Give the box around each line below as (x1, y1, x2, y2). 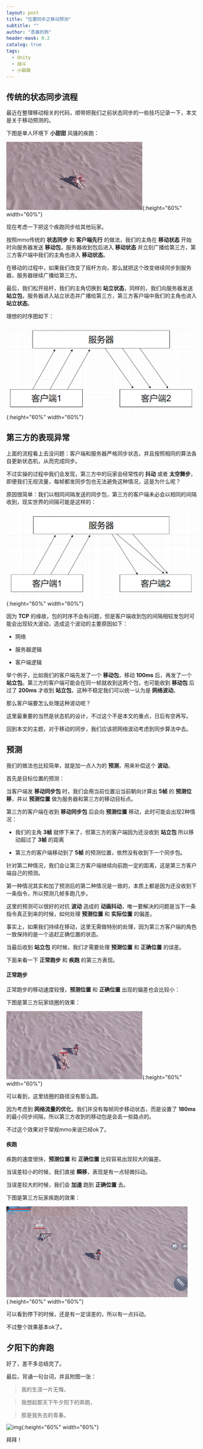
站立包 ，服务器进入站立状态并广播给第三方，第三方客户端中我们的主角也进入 (6, 292, 197, 300)
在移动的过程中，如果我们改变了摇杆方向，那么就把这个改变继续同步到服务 (6, 264, 192, 272)
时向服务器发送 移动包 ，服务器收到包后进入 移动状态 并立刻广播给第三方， (6, 244, 191, 251)
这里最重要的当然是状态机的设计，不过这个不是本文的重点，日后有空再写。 (6, 712, 192, 720)
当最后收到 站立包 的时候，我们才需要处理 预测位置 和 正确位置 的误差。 (6, 943, 185, 950)
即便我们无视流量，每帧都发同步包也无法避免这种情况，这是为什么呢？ (6, 478, 181, 485)
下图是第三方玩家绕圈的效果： (6, 999, 80, 1006)
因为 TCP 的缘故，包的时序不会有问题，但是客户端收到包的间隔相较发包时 (6, 612, 190, 620)
